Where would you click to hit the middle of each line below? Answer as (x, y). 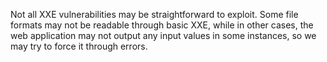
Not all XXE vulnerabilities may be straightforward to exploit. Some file (154, 14)
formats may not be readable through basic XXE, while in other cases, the (162, 25)
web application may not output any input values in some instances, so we (163, 35)
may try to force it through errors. (79, 46)
